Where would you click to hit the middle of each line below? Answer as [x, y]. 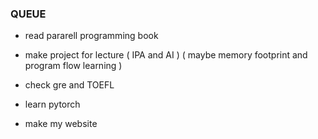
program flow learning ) [73, 66]
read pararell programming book [91, 36]
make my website [61, 124]
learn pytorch [52, 104]
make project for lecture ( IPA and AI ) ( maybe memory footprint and [166, 55]
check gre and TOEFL [69, 85]
